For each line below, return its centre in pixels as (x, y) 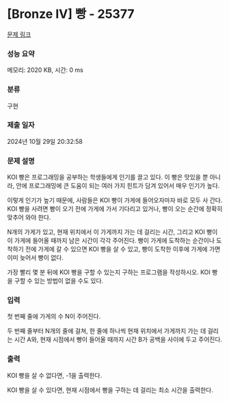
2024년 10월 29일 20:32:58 (45, 141)
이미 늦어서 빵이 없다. (35, 258)
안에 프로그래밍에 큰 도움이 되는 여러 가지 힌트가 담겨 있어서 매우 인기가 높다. (118, 186)
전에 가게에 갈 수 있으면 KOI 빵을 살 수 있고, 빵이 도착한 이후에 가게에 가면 (123, 249)
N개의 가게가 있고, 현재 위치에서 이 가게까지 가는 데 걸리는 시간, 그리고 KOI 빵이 (112, 232)
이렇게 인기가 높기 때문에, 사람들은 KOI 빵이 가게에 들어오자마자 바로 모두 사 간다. (115, 200)
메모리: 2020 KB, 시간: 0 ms (45, 70)
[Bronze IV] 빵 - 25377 (71, 14)
